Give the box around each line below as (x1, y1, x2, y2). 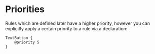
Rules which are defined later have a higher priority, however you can (5, 20, 150, 26)
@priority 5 (14, 39, 40, 45)
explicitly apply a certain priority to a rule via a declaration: (5, 25, 128, 31)
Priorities (5, 4, 45, 15)
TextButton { (5, 35, 33, 40)
